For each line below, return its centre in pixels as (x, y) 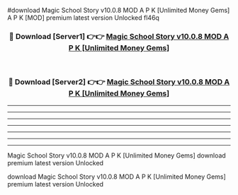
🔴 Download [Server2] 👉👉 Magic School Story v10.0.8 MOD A (119, 82)
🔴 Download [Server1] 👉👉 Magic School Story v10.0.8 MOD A (119, 36)
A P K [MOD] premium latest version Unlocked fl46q (83, 18)
